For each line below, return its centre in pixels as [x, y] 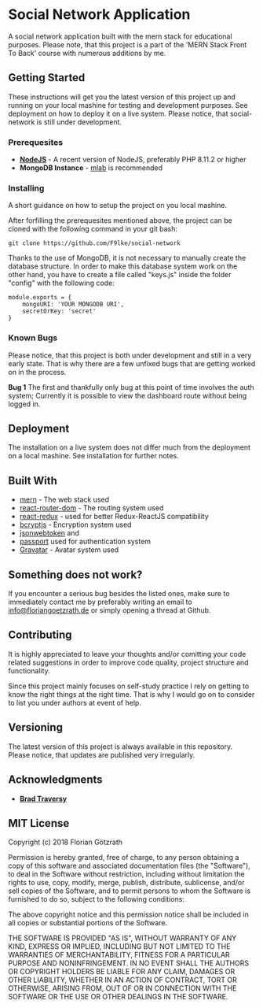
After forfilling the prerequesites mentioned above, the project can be [121, 220]
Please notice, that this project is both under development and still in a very [130, 355]
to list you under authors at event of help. [75, 702]
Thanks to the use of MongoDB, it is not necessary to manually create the [127, 258]
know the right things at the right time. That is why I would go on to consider [131, 694]
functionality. [29, 670]
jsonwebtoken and [49, 533]
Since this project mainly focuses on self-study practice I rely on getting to [129, 686]
